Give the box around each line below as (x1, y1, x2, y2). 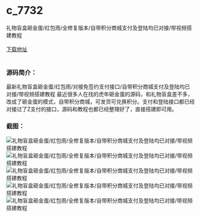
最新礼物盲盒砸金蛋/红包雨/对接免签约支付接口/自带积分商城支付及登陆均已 (6, 83, 190, 91)
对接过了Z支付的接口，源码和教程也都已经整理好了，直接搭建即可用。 (6, 106, 178, 113)
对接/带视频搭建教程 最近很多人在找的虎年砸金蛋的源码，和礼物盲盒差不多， (6, 91, 193, 98)
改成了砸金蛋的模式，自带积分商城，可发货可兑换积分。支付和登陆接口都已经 (6, 98, 195, 106)
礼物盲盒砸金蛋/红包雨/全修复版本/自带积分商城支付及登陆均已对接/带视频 (6, 24, 187, 31)
